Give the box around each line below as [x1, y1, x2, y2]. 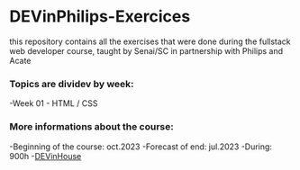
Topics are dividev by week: [9, 77, 134, 90]
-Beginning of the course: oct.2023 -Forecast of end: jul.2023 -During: [9, 141, 273, 152]
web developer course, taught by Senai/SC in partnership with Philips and [9, 45, 284, 56]
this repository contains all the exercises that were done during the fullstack [9, 36, 291, 47]
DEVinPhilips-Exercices [9, 6, 191, 27]
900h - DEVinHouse [9, 150, 82, 161]
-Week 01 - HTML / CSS [9, 98, 98, 109]
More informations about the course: [9, 121, 174, 133]
